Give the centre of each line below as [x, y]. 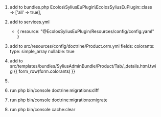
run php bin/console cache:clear [43, 109]
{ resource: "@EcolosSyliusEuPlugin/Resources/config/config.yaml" [86, 31]
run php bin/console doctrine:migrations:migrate [58, 100]
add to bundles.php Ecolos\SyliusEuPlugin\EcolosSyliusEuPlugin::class [81, 7]
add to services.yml [30, 22]
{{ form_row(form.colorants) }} [45, 71]
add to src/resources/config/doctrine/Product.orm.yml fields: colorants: [82, 46]
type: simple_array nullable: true [42, 51]
